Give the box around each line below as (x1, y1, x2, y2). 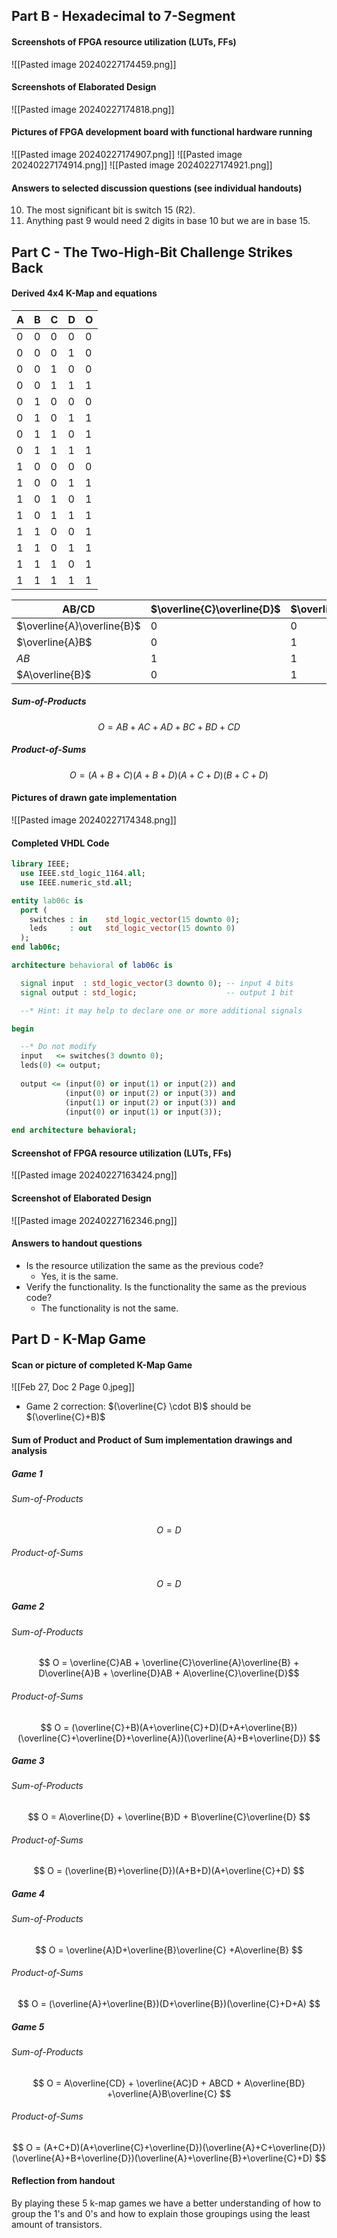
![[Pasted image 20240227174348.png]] (11, 814, 177, 826)
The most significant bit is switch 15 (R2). (25, 204, 196, 216)
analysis (11, 1444, 48, 1456)
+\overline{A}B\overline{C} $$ (106, 2087, 232, 2099)
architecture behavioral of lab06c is (11, 960, 173, 971)
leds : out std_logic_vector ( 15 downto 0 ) (29, 924, 236, 934)
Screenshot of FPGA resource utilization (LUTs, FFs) (11, 1147, 233, 1159)
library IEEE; (11, 859, 71, 869)
